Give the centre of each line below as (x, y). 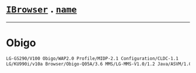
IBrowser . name (41, 9)
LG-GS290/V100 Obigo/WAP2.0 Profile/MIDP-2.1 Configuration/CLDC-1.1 (92, 58)
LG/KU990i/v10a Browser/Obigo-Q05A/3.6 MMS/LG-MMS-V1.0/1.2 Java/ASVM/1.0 (99, 64)
